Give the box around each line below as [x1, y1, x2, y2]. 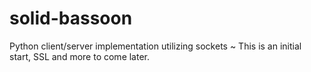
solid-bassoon [9, 7, 133, 30]
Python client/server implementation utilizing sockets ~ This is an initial [9, 40, 302, 52]
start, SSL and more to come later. [9, 50, 151, 62]
